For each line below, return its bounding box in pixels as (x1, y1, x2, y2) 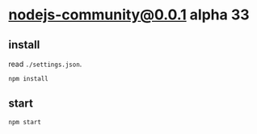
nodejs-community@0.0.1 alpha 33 (8, 6, 250, 24)
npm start (8, 118, 42, 126)
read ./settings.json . (8, 59, 82, 69)
